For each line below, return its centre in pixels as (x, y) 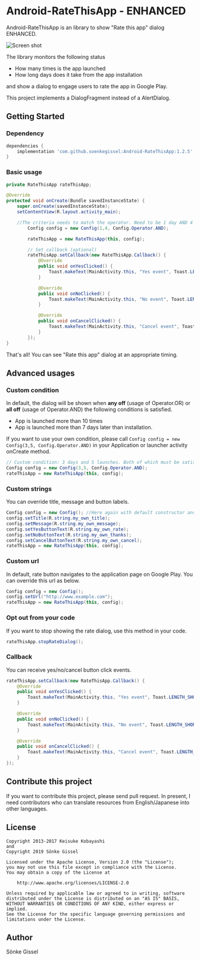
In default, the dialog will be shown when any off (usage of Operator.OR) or (98, 403)
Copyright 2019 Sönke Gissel (42, 852)
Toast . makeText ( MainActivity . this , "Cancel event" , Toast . (102, 752)
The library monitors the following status (56, 57)
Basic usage (24, 172)
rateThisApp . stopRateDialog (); (45, 641)
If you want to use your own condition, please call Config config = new (93, 439)
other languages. (27, 809)
